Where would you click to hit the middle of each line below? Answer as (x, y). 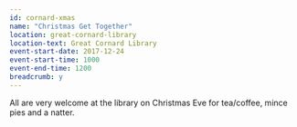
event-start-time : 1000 (55, 60)
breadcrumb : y (37, 77)
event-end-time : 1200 (51, 69)
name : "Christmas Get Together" (71, 26)
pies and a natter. (42, 112)
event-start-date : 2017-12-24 (67, 52)
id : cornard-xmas (42, 18)
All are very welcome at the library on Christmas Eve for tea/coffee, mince (148, 103)
